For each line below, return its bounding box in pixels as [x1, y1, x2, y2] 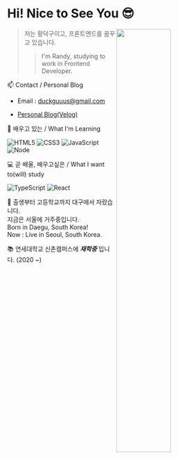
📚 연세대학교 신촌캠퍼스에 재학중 [7, 244, 97, 253]
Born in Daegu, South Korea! [7, 223, 89, 231]
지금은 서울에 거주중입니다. [7, 215, 80, 224]
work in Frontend [41, 59, 90, 67]
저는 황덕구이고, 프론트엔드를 [24, 29, 103, 37]
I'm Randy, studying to [41, 51, 106, 60]
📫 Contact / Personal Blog [7, 81, 83, 89]
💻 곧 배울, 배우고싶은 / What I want [7, 160, 105, 168]
